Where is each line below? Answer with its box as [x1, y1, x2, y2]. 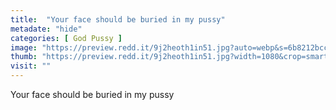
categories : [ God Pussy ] [10, 33, 123, 43]
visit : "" [10, 61, 52, 71]
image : [10, 42, 38, 53]
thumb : [10, 52, 38, 62]
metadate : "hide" [10, 24, 83, 34]
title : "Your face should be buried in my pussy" [10, 14, 226, 25]
